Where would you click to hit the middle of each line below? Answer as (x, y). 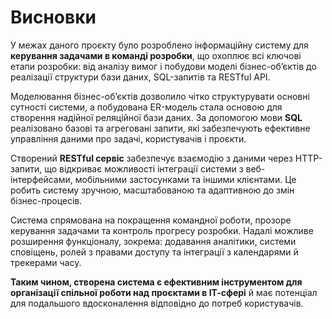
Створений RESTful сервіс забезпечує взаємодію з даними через (151, 158)
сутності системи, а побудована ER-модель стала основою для (146, 107)
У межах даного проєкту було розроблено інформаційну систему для (159, 45)
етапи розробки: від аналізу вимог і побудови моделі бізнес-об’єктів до (163, 66)
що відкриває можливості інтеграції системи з (144, 168)
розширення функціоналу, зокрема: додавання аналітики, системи (153, 241)
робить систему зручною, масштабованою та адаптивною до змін (152, 190)
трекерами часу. (46, 262)
